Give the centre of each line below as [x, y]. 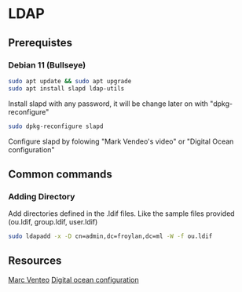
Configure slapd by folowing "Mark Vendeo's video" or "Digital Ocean [121, 141]
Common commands [60, 174]
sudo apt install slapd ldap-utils [66, 88]
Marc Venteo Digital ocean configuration [73, 279]
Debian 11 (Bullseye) [47, 65]
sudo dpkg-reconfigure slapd [56, 126]
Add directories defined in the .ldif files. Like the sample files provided [121, 214]
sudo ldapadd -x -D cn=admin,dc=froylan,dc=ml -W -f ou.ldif [110, 236]
